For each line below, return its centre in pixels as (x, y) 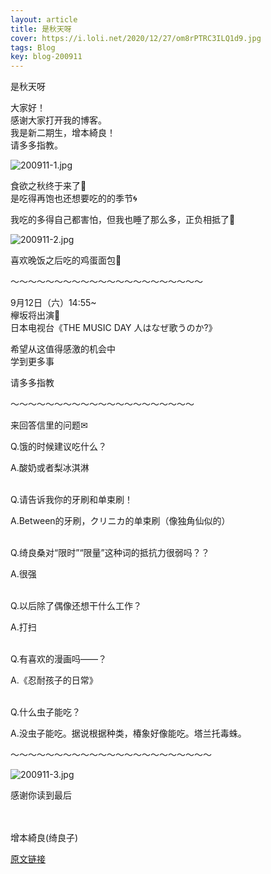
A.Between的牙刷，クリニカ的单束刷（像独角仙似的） (120, 521)
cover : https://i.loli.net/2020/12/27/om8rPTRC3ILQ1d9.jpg (136, 38)
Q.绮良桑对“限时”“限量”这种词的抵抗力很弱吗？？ (110, 553)
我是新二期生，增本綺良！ (63, 133)
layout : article (44, 19)
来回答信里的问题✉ (49, 425)
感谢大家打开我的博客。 (58, 120)
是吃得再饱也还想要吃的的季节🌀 (74, 198)
